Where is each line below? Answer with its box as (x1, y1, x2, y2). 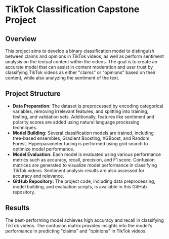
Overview (5, 34, 37, 43)
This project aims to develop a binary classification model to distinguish (5, 48, 155, 54)
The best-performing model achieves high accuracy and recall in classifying (5, 217, 164, 223)
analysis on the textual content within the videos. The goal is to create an (5, 59, 158, 64)
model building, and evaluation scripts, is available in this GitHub (12, 183, 147, 189)
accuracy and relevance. (12, 173, 64, 179)
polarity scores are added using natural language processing (12, 119, 140, 125)
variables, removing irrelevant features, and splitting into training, (12, 108, 149, 114)
